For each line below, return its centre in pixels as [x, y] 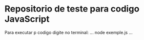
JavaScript [27, 19]
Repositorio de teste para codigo [72, 9]
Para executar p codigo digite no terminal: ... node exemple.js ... [69, 32]
